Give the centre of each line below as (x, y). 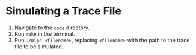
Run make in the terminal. (44, 33)
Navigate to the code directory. (52, 27)
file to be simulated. (39, 47)
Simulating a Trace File (63, 11)
